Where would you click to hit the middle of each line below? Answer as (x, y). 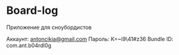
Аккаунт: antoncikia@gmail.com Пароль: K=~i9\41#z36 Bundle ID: (90, 39)
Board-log (32, 11)
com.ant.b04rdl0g (29, 45)
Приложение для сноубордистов (49, 27)
